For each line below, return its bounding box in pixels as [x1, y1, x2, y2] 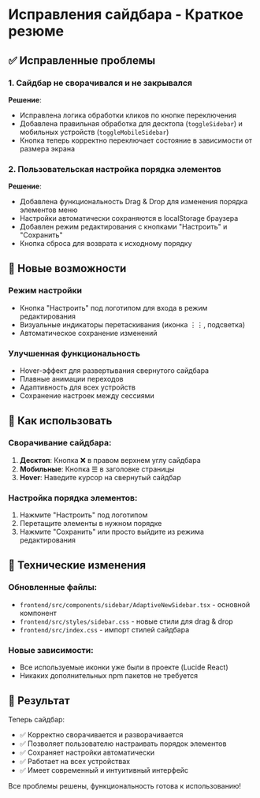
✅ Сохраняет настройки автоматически [19, 748, 155, 757]
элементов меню [19, 205, 78, 214]
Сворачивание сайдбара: [8, 438, 112, 449]
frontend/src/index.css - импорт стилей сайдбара [19, 625, 190, 634]
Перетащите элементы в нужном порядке [19, 519, 162, 528]
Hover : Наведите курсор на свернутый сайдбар [19, 472, 181, 482]
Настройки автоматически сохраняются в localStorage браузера [19, 214, 239, 223]
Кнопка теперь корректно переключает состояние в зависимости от [19, 136, 253, 145]
